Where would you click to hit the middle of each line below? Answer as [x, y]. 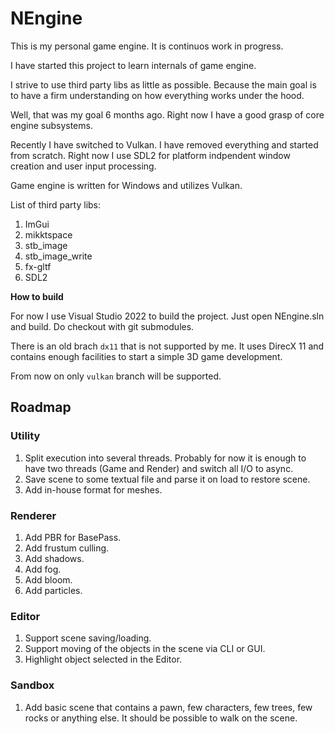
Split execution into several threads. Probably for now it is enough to [165, 458]
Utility [25, 436]
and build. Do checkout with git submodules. [102, 326]
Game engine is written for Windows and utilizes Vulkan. [126, 185]
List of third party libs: [56, 204]
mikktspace [48, 234]
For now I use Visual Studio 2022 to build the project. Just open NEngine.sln [167, 316]
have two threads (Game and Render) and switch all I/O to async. [159, 468]
